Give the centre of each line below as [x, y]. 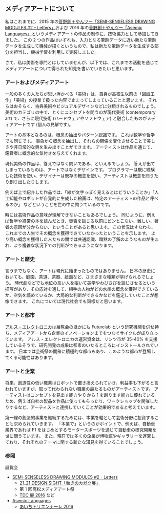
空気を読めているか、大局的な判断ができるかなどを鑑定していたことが [84, 295]
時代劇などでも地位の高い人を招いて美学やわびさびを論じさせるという [85, 283]
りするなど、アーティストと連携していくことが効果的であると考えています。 [81, 407]
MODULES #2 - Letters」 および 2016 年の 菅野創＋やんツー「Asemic [74, 27]
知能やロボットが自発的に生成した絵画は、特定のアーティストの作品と [80, 198]
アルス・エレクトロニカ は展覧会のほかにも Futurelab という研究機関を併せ [80, 327]
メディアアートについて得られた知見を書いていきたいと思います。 [71, 68]
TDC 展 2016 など [37, 495]
